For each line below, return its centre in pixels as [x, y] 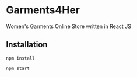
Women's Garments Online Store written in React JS [68, 26]
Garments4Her [43, 10]
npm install [20, 58]
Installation [27, 45]
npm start [18, 68]
